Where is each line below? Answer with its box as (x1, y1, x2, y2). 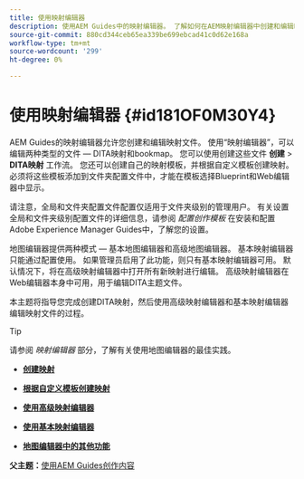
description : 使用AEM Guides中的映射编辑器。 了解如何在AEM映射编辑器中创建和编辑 (9, 22, 294, 31)
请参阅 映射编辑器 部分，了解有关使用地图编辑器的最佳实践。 (9, 344, 236, 355)
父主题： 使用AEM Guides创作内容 (9, 459, 135, 471)
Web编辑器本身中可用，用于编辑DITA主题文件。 (9, 277, 187, 288)
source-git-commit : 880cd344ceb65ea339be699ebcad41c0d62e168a (9, 30, 249, 39)
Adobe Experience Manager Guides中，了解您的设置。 (9, 224, 214, 235)
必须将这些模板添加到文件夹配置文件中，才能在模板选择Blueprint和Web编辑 (9, 170, 290, 181)
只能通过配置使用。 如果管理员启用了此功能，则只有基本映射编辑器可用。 (9, 254, 281, 265)
